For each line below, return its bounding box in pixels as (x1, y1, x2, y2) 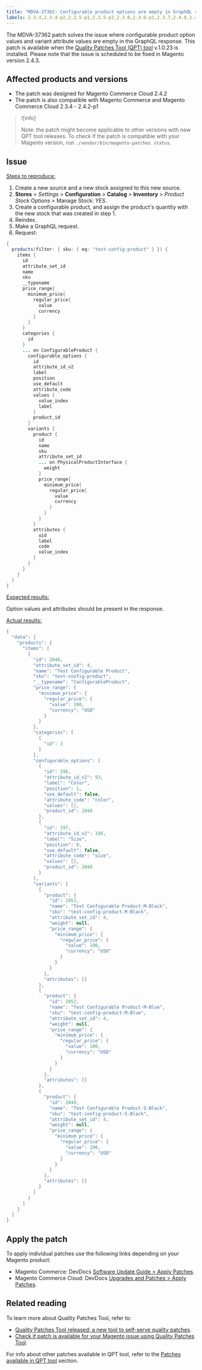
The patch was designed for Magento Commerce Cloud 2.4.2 (14, 90, 167, 97)
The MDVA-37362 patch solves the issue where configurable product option (6, 31, 195, 38)
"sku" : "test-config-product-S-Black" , (49, 1111, 149, 1117)
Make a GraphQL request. (14, 223, 79, 230)
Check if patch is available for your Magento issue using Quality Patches (14, 1332, 195, 1339)
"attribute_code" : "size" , (44, 853, 112, 859)
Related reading (6, 1298, 67, 1308)
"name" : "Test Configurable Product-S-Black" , (49, 1105, 168, 1111)
